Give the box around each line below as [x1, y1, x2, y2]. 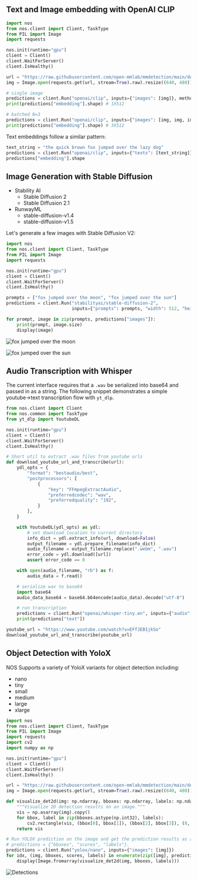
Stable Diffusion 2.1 [23, 199, 70, 207]
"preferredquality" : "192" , [47, 498, 117, 504]
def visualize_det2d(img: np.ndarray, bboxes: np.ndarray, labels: [6, 798, 175, 805]
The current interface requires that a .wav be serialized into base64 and [6, 382, 179, 389]
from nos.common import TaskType [6, 411, 88, 417]
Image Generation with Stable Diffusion [6, 171, 153, 181]
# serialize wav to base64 [16, 583, 83, 590]
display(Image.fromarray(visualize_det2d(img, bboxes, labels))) [16, 858, 180, 864]
